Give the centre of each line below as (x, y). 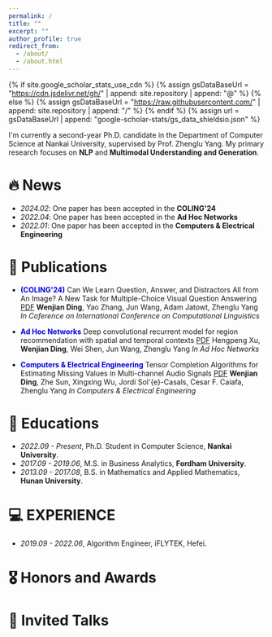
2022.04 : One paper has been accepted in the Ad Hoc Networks (129, 217)
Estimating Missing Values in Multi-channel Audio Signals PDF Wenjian (139, 373)
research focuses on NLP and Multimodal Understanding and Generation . (134, 152)
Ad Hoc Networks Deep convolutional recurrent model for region (129, 332)
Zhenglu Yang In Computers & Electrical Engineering (108, 390)
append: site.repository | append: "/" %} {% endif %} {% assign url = (124, 110)
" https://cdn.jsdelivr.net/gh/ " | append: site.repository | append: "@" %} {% (135, 93)
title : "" (25, 24)
